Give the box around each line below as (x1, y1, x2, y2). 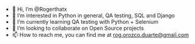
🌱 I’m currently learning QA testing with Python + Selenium (12, 18, 159, 25)
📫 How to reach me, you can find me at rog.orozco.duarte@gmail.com (12, 32, 189, 38)
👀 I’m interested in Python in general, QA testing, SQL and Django (12, 12, 175, 19)
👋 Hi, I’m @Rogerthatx (12, 6, 67, 12)
